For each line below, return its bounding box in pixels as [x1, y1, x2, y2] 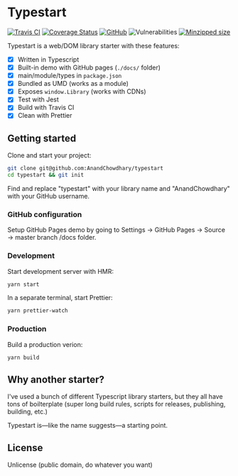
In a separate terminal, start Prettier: [7, 294, 113, 302]
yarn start [7, 281, 40, 288]
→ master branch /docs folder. [7, 233, 97, 242]
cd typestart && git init [7, 172, 84, 179]
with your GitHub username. [7, 192, 90, 200]
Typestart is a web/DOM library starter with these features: [7, 41, 180, 50]
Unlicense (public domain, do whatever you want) [7, 460, 153, 469]
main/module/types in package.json [17, 72, 122, 80]
